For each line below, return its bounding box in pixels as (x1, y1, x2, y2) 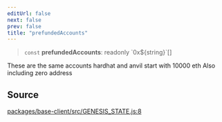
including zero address (7, 69, 73, 77)
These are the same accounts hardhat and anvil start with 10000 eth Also (7, 61, 216, 70)
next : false (7, 17, 41, 23)
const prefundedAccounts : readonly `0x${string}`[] (24, 48, 172, 57)
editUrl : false (7, 10, 51, 17)
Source (7, 89, 39, 101)
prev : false (7, 23, 41, 30)
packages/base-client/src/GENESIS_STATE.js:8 (7, 108, 142, 116)
